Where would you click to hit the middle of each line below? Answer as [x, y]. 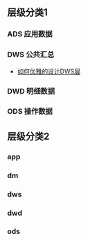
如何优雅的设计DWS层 [49, 71]
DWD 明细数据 [31, 91]
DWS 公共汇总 [31, 54]
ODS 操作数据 [30, 112]
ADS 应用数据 [30, 34]
